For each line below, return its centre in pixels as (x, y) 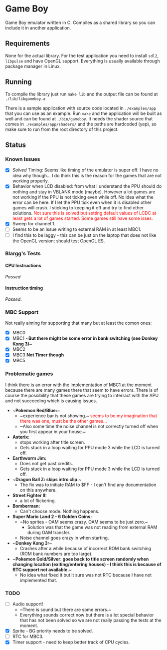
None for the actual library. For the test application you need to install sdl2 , (82, 55)
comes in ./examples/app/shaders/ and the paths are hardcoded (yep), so (81, 124)
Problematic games (29, 374)
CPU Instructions (23, 266)
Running (19, 82)
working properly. (30, 181)
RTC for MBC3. (28, 637)
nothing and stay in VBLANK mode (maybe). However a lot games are (84, 192)
